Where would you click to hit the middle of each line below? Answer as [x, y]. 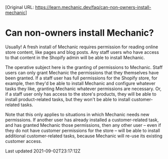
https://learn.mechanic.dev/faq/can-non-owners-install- [93, 7]
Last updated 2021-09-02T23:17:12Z [43, 151]
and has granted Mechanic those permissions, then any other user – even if [83, 125]
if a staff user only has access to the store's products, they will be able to [81, 94]
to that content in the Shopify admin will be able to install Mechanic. [75, 57]
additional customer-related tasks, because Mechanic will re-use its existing [84, 136]
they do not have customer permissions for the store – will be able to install [83, 130]
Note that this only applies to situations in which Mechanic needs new [77, 114]
